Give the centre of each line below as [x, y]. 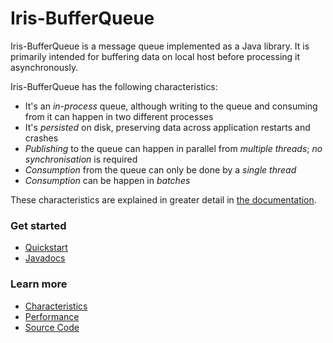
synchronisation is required [81, 159]
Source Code [52, 327]
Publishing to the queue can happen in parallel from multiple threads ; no [173, 148]
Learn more [39, 284]
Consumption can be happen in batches [107, 180]
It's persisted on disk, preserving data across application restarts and [167, 127]
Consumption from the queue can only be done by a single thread [160, 169]
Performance [52, 316]
